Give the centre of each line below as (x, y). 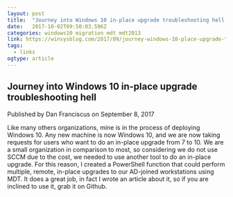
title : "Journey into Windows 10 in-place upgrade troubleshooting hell (116, 20)
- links (25, 53)
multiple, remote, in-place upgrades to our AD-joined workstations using (111, 171)
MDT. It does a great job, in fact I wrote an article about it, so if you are (108, 179)
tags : (15, 46)
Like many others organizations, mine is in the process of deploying (104, 127)
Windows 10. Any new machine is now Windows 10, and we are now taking (114, 135)
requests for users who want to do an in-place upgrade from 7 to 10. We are (115, 142)
